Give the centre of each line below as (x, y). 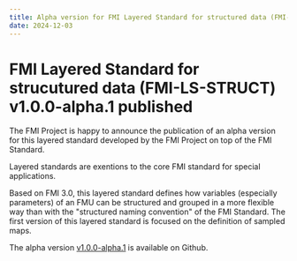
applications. (32, 176)
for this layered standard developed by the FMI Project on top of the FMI (141, 140)
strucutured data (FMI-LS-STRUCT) (143, 88)
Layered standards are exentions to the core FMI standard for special (135, 167)
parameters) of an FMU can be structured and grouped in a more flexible (142, 203)
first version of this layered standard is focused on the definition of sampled (147, 221)
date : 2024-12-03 (41, 26)
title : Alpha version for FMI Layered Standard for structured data (138, 17)
